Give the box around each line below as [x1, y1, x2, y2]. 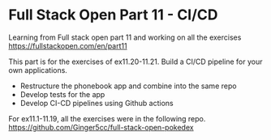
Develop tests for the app [19, 89, 105, 99]
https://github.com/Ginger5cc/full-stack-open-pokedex [8, 122, 194, 132]
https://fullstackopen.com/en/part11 [8, 40, 127, 50]
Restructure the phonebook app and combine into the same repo [19, 81, 237, 91]
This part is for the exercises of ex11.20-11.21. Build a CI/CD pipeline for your [8, 57, 263, 66]
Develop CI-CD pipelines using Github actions [19, 98, 174, 108]
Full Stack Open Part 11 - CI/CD [8, 6, 218, 24]
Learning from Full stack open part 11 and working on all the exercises [8, 32, 242, 42]
